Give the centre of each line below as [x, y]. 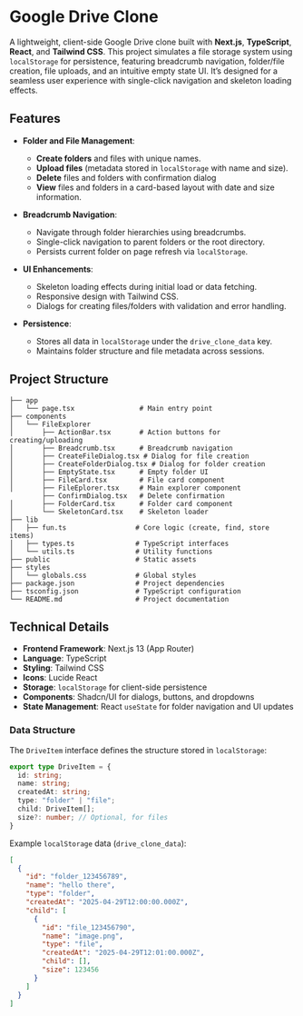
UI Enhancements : [58, 269]
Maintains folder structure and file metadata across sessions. [150, 351]
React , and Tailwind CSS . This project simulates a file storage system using [151, 51]
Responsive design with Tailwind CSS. [108, 296]
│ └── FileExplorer [50, 424]
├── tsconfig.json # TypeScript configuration [126, 591]
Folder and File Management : [78, 140]
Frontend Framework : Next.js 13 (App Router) [108, 649]
